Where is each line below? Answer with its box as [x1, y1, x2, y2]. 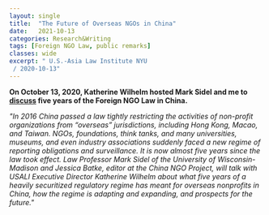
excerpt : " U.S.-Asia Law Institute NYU [9, 58, 148, 66]
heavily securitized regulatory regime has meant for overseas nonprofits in [9, 180, 260, 190]
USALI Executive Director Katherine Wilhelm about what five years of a [9, 171, 246, 181]
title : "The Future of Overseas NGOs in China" [9, 19, 177, 28]
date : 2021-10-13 [9, 27, 75, 35]
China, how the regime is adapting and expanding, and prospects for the [9, 188, 254, 199]
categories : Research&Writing [9, 34, 112, 43]
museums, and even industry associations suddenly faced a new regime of [9, 137, 261, 147]
